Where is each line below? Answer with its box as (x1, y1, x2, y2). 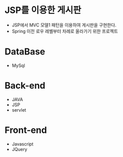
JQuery (11, 146, 28, 152)
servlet (11, 107, 26, 113)
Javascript (11, 141, 34, 147)
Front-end (4, 125, 47, 136)
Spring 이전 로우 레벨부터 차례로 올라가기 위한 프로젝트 (11, 28, 119, 34)
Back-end (4, 80, 46, 91)
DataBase (4, 46, 46, 57)
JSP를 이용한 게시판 (4, 4, 81, 16)
